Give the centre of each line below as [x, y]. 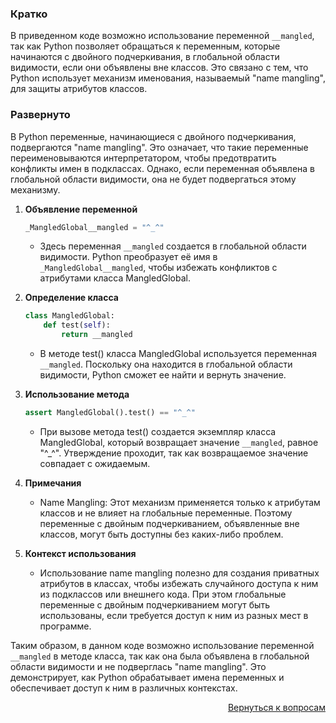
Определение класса [71, 298]
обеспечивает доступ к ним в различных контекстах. [124, 688]
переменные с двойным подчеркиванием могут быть [154, 604]
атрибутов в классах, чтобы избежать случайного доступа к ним [179, 583]
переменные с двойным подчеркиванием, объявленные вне [169, 523]
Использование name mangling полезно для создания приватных [179, 573]
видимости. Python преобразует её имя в [128, 257]
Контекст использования [80, 553]
